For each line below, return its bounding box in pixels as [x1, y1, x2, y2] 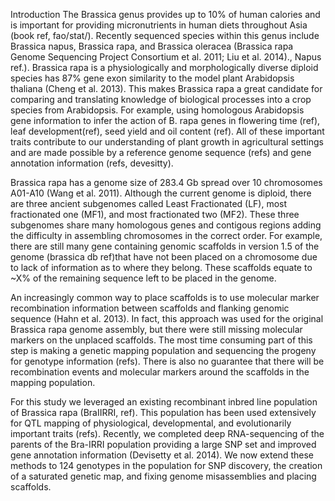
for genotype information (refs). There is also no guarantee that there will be [10, 355, 325, 367]
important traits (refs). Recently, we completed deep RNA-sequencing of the [10, 428, 325, 439]
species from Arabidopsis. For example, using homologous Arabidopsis [10, 104, 305, 116]
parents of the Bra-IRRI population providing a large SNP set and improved [10, 439, 317, 450]
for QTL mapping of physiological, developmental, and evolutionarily [10, 417, 292, 429]
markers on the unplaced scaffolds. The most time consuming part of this [10, 334, 313, 346]
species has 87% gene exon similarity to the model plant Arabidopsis [10, 72, 295, 84]
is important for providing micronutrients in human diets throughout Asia [10, 19, 308, 31]
